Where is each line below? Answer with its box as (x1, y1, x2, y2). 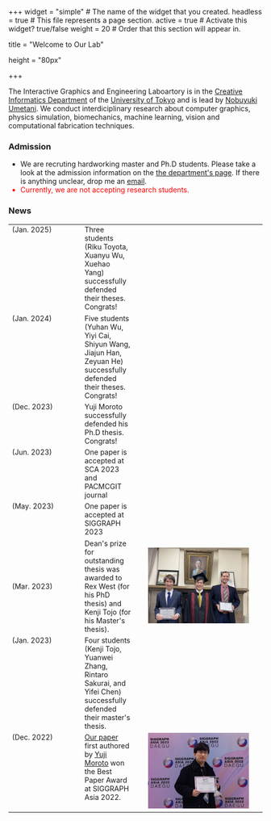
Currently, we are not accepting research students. (19, 185, 190, 195)
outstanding (84, 555, 125, 565)
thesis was (84, 564, 120, 574)
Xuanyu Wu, (84, 250, 125, 261)
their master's (84, 712, 131, 722)
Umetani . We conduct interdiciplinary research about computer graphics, (8, 104, 251, 113)
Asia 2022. (84, 793, 122, 802)
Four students (84, 635, 131, 645)
